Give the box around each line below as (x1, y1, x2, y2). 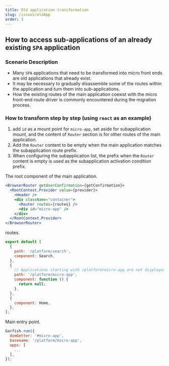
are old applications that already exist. (12, 75, 92, 81)
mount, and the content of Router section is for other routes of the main (12, 132, 161, 138)
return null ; (18, 282, 46, 287)
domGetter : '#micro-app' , (10, 333, 64, 338)
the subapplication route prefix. (12, 147, 78, 154)
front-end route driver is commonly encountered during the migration (12, 97, 156, 103)
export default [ (5, 239, 42, 245)
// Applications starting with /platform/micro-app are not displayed (14, 268, 165, 273)
